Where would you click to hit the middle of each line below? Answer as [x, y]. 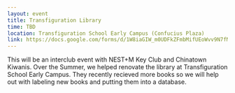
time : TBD [22, 27]
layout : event [28, 14]
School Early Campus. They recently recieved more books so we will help [113, 75]
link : [15, 40]
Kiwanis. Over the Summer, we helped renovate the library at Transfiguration [117, 67]
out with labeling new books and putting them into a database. [97, 82]
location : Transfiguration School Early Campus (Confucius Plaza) [106, 33]
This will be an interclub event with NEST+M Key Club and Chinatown [107, 59]
